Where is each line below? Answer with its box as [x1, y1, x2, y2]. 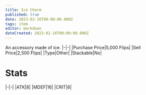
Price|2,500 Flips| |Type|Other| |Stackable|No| [5, 50, 102, 56]
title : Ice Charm [5, 7, 42, 13]
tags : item [5, 21, 28, 27]
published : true [5, 12, 39, 17]
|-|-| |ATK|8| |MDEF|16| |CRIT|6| [5, 84, 72, 90]
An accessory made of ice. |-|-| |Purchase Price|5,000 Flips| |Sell [5, 45, 141, 50]
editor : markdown [5, 26, 42, 31]
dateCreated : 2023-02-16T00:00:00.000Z [5, 31, 89, 36]
